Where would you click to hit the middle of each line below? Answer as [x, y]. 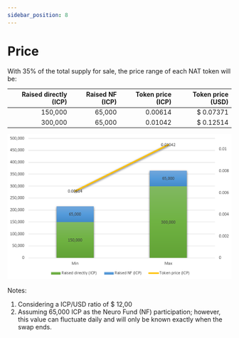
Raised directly [44, 94]
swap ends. [34, 327]
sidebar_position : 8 [38, 15]
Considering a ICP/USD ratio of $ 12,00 [75, 304]
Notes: [17, 290]
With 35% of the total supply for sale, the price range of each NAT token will [119, 71]
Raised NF [102, 94]
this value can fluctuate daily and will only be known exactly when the [120, 319]
